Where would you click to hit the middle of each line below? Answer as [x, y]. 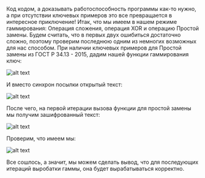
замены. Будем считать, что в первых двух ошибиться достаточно [94, 35]
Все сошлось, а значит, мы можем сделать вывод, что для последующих [102, 162]
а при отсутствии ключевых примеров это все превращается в [89, 15]
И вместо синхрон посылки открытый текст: [65, 84]
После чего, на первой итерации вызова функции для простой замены [99, 108]
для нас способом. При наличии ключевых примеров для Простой [94, 48]
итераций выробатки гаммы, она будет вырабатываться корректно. [95, 169]
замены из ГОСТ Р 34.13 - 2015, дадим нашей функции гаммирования [98, 54]
